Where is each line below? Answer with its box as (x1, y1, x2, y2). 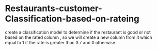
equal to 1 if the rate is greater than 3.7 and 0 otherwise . (5, 39, 118, 45)
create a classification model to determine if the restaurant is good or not (5, 29, 151, 35)
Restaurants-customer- (5, 3, 103, 14)
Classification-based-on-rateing (5, 13, 140, 24)
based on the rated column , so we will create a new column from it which (5, 34, 153, 40)
